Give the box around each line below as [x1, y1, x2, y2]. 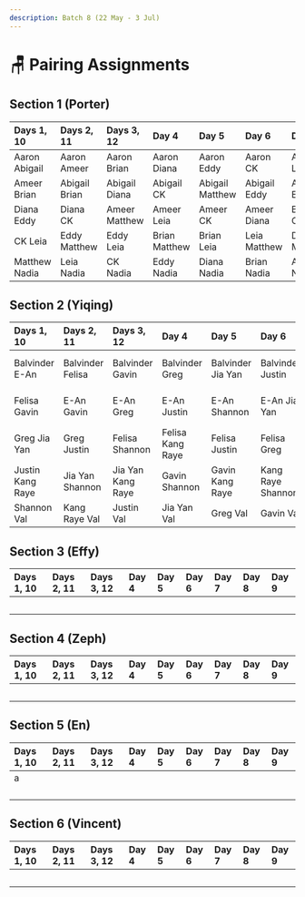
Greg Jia [14, 432, 51, 444]
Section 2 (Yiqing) [9, 298, 113, 313]
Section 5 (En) [9, 718, 91, 733]
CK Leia [14, 234, 47, 247]
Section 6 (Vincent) [9, 816, 123, 831]
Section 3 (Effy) [9, 544, 100, 559]
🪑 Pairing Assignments [9, 54, 191, 75]
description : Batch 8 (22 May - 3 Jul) [9, 13, 161, 23]
